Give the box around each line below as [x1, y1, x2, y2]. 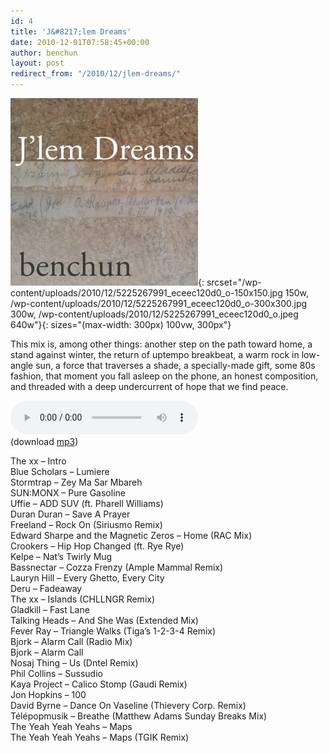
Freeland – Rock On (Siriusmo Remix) [10, 519, 163, 530]
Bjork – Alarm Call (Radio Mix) [10, 636, 133, 647]
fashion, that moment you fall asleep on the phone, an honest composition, [10, 370, 319, 382]
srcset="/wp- [206, 276, 262, 288]
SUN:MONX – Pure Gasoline [10, 487, 126, 499]
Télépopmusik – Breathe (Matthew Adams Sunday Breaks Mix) [10, 710, 268, 722]
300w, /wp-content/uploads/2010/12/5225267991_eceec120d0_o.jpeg [10, 308, 299, 320]
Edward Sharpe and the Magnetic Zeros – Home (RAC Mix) [10, 530, 253, 541]
